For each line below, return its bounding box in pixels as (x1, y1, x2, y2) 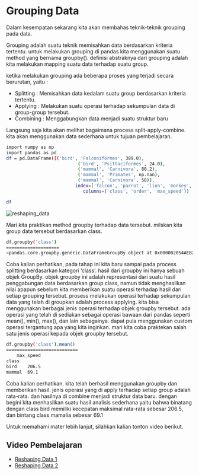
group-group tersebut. (14, 109, 70, 116)
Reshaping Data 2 (14, 462, 59, 469)
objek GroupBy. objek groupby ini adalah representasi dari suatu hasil (6, 273, 176, 280)
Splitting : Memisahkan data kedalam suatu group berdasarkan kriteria (14, 90, 187, 97)
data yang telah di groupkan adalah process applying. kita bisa (6, 298, 159, 306)
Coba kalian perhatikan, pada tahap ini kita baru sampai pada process (6, 261, 176, 268)
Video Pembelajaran (6, 440, 83, 450)
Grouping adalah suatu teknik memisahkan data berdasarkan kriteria (6, 42, 173, 49)
